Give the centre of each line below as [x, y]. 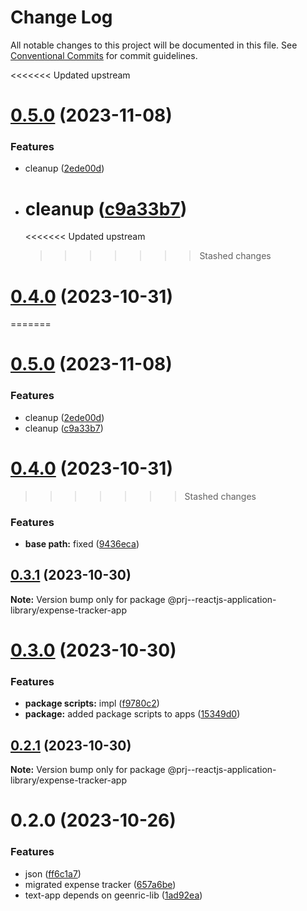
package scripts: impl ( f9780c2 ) [92, 703]
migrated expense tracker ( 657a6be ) [100, 884]
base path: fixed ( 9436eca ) [82, 544]
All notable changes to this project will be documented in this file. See [154, 45]
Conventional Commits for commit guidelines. [104, 55]
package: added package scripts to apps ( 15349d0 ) [132, 714]
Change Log [61, 17]
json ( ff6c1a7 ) [53, 873]
